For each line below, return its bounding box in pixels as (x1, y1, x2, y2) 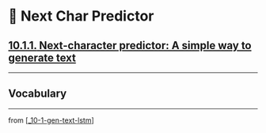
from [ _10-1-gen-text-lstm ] (8, 115, 95, 125)
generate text (8, 51, 77, 64)
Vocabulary (8, 87, 67, 101)
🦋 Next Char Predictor (8, 7, 154, 25)
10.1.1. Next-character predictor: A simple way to (8, 39, 252, 52)
